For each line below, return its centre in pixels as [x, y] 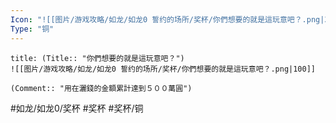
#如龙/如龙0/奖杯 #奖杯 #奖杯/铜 [77, 108]
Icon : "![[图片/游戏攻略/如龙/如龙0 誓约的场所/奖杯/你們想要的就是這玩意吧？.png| [167, 19]
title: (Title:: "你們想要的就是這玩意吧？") [97, 58]
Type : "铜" [32, 29]
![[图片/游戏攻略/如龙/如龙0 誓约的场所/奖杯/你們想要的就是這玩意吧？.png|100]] [163, 69]
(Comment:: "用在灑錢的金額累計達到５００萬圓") [101, 88]
